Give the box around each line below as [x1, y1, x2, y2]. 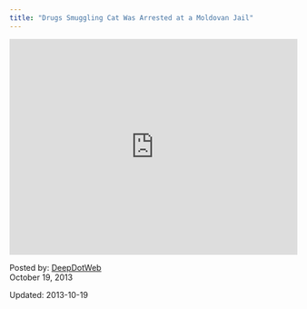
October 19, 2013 [9, 272, 74, 283]
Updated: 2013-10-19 [9, 289, 89, 300]
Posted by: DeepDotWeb [9, 262, 102, 273]
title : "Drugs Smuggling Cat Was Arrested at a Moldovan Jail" [9, 13, 254, 23]
